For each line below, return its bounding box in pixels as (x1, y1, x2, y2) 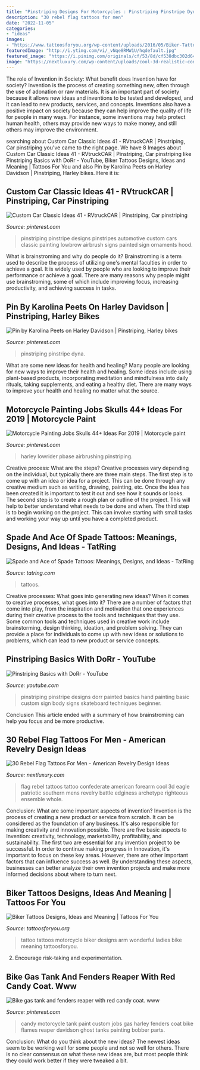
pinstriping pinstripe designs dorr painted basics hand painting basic (20, 693, 189, 700)
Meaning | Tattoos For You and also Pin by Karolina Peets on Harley (6, 163, 171, 170)
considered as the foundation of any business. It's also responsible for (6, 820, 179, 827)
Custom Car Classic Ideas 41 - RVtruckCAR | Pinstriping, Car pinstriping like (6, 150, 192, 157)
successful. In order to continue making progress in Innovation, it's (6, 845, 170, 853)
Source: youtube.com (6, 682, 60, 689)
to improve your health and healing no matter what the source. (6, 387, 160, 394)
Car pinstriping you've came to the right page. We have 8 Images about (6, 144, 182, 151)
